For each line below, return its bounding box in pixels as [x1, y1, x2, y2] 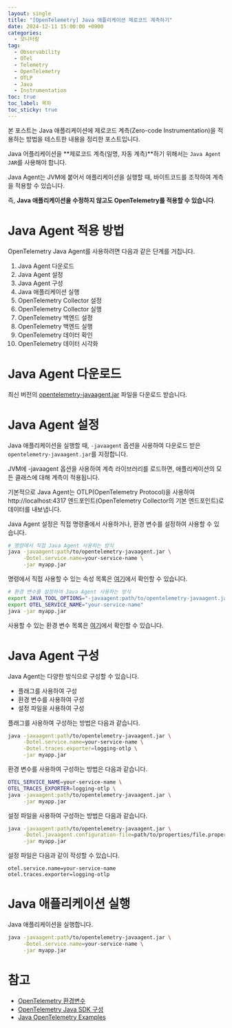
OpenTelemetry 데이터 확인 [17, 331, 93, 339]
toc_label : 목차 [8, 100, 52, 107]
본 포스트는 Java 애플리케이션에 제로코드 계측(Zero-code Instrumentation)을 [8, 126, 216, 135]
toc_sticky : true [8, 106, 58, 113]
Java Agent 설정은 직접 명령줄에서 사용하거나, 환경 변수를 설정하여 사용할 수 [8, 519, 213, 528]
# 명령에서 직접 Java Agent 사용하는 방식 [8, 542, 114, 549]
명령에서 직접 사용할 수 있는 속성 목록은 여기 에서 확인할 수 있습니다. [8, 574, 188, 583]
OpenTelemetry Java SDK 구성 [17, 1005, 104, 1014]
